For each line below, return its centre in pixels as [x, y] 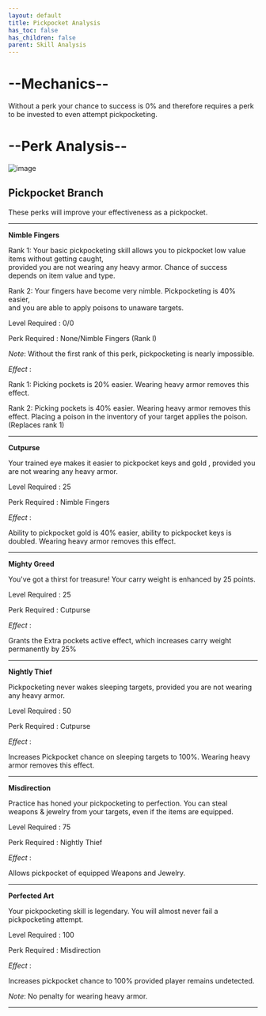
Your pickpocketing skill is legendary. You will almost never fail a [113, 911]
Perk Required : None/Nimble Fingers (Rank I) [82, 338]
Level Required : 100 [42, 934]
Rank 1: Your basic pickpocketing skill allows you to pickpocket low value [127, 250]
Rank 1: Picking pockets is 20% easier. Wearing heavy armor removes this [129, 384]
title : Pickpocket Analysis [55, 23]
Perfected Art [31, 896]
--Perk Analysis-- [68, 146]
